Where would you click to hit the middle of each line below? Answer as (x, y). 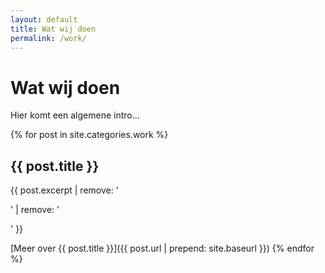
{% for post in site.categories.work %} (89, 135)
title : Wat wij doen (53, 29)
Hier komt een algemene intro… (75, 115)
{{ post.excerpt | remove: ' (64, 190)
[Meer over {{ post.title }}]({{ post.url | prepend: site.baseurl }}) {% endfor (162, 248)
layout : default (44, 19)
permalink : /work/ (48, 38)
